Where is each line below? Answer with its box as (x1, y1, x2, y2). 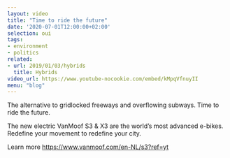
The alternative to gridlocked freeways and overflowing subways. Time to (7, 101, 220, 109)
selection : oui (7, 29, 52, 37)
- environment (7, 43, 49, 50)
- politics (7, 50, 39, 57)
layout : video (7, 10, 49, 17)
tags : (7, 36, 23, 43)
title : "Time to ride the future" (7, 17, 108, 24)
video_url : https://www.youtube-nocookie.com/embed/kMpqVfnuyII (7, 75, 199, 82)
